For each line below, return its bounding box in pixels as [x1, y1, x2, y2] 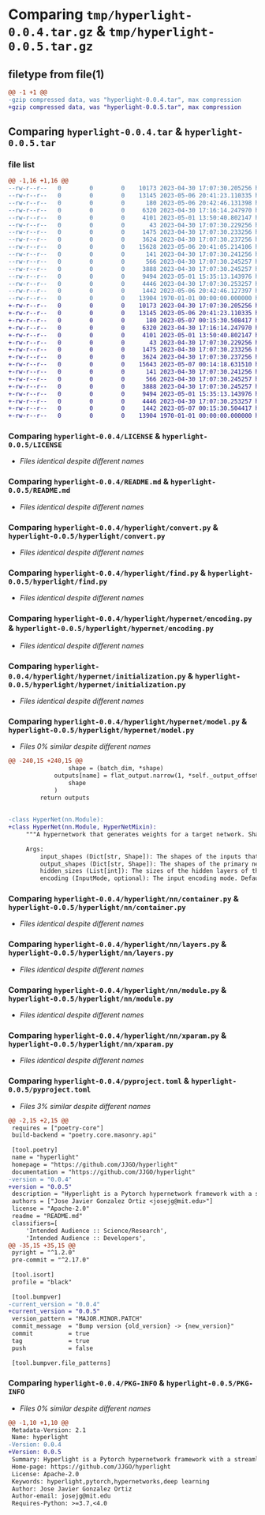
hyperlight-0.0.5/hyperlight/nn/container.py [8, 903, 187, 912]
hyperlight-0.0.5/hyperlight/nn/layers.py [8, 949, 174, 957]
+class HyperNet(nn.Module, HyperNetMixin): [8, 823, 157, 831]
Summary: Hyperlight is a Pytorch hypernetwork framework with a [11, 1456, 231, 1464]
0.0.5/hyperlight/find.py [8, 577, 108, 586]
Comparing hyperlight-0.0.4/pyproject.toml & [8, 1076, 190, 1087]
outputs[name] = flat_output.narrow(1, [54, 772, 185, 780]
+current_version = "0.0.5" [8, 1307, 101, 1316]
